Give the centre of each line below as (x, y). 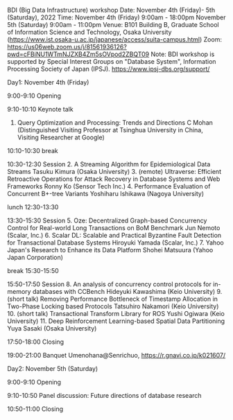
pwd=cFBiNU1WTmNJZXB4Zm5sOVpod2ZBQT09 (78, 54)
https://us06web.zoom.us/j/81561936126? (67, 47)
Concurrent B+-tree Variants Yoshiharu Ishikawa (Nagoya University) (106, 194)
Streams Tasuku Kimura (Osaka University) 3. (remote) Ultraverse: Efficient (114, 172)
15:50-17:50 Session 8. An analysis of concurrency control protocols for (109, 284)
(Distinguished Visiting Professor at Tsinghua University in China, (110, 130)
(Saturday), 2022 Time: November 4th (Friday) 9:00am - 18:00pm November (116, 17)
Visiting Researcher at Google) (61, 137)
